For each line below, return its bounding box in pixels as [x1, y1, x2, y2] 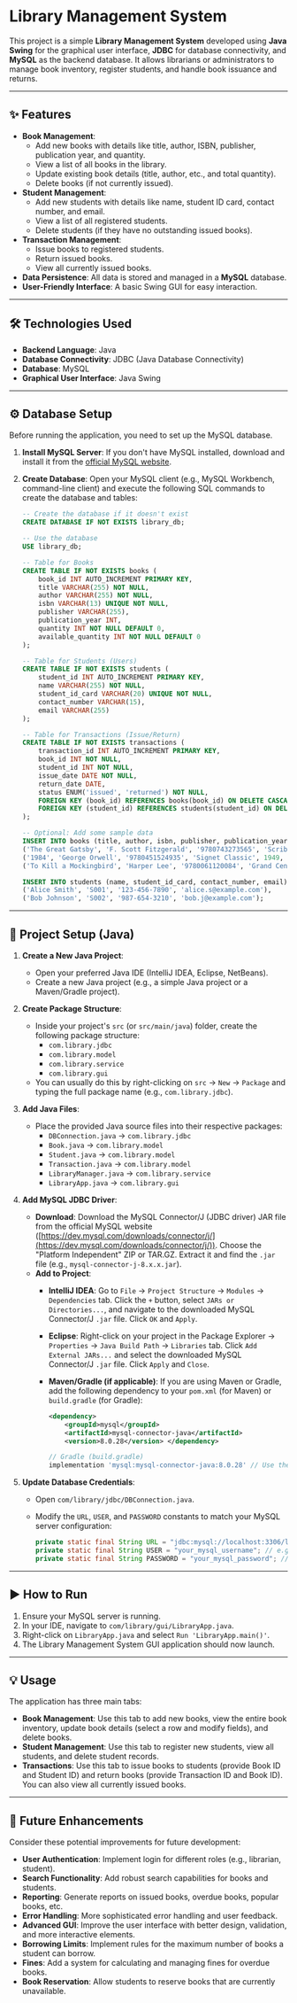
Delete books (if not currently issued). [34, 177, 174, 188]
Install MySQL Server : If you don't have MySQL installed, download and [21, 447, 286, 458]
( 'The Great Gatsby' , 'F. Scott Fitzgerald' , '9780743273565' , [21, 844, 261, 854]
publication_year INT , [38, 616, 122, 625]
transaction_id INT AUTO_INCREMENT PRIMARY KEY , [38, 747, 221, 756]
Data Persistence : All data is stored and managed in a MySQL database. [21, 272, 287, 283]
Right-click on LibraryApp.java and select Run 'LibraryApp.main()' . [21, 1629, 270, 1640]
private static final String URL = [34, 1538, 166, 1547]
